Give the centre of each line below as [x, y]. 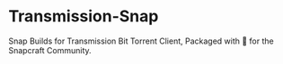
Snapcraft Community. [50, 50]
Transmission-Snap [84, 16]
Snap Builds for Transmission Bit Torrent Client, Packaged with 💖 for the [141, 41]
